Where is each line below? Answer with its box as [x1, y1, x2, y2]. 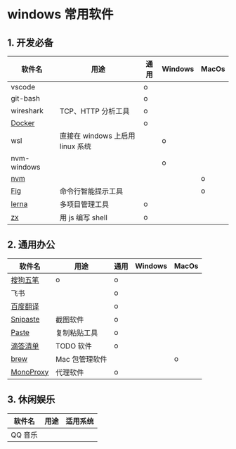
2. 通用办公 [7, 239, 55, 251]
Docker [11, 118, 35, 127]
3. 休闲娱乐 [7, 393, 55, 405]
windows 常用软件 [7, 6, 114, 23]
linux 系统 [59, 141, 92, 151]
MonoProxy [11, 367, 49, 377]
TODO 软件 [55, 341, 93, 350]
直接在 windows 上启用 [59, 131, 136, 141]
